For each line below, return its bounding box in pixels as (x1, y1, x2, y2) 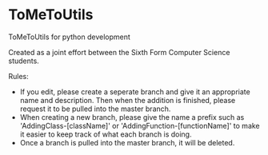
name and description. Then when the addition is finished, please (19, 95, 236, 105)
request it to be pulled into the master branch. (19, 104, 171, 113)
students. (8, 56, 40, 66)
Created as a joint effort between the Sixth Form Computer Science (8, 47, 230, 57)
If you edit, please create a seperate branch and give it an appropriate (19, 86, 250, 97)
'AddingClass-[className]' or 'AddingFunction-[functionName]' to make (19, 121, 260, 130)
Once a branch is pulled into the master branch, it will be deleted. (19, 137, 235, 147)
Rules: (8, 71, 30, 81)
